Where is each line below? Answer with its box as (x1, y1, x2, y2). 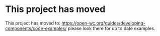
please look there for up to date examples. (67, 25, 155, 31)
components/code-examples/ (5, 25, 67, 31)
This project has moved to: (5, 20, 61, 26)
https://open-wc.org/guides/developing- (61, 20, 146, 26)
